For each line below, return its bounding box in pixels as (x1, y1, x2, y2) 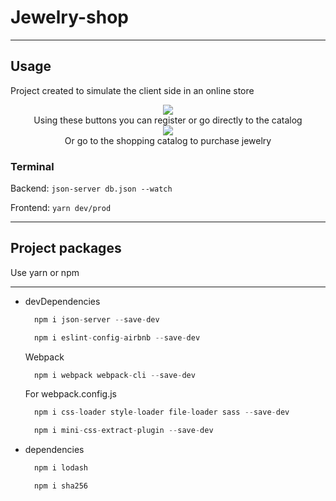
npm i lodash (34, 463, 89, 473)
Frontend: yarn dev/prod (10, 202, 112, 214)
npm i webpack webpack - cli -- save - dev (34, 370, 196, 380)
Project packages (10, 240, 122, 257)
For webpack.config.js (24, 388, 117, 400)
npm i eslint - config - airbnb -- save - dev (34, 332, 201, 343)
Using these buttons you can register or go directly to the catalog (33, 114, 303, 126)
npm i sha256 (34, 481, 89, 491)
